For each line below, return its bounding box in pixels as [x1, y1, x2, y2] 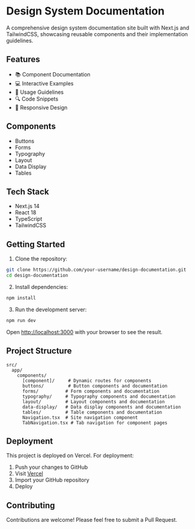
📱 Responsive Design [14, 104, 68, 111]
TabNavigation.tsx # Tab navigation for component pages [22, 419, 168, 425]
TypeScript [14, 215, 43, 223]
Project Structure [6, 346, 72, 356]
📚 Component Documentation [14, 70, 91, 78]
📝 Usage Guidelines [14, 88, 64, 96]
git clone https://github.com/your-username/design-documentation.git [6, 267, 187, 273]
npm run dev [6, 317, 36, 323]
